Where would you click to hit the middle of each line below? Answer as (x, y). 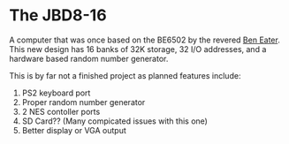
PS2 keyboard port (56, 93)
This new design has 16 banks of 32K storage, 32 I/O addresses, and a (138, 49)
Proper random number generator (84, 102)
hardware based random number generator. (89, 58)
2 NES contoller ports (61, 111)
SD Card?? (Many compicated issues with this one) (114, 121)
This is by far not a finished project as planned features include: (125, 75)
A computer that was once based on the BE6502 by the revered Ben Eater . (144, 40)
